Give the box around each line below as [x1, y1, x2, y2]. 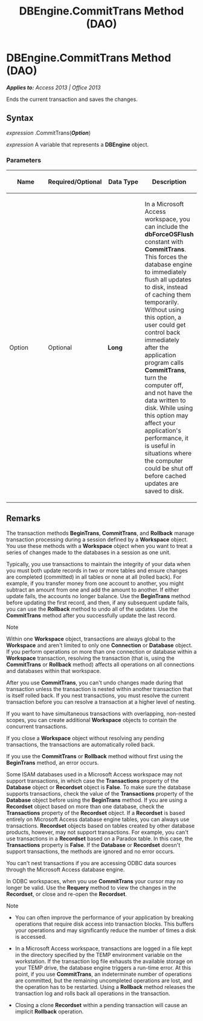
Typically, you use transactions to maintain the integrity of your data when [6, 560, 191, 567]
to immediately [144, 268, 187, 276]
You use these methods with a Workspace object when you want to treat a [6, 542, 193, 549]
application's [144, 427, 181, 435]
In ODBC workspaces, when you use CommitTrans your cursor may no [6, 877, 184, 884]
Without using [144, 306, 184, 314]
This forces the [144, 253, 188, 261]
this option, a [144, 313, 182, 321]
